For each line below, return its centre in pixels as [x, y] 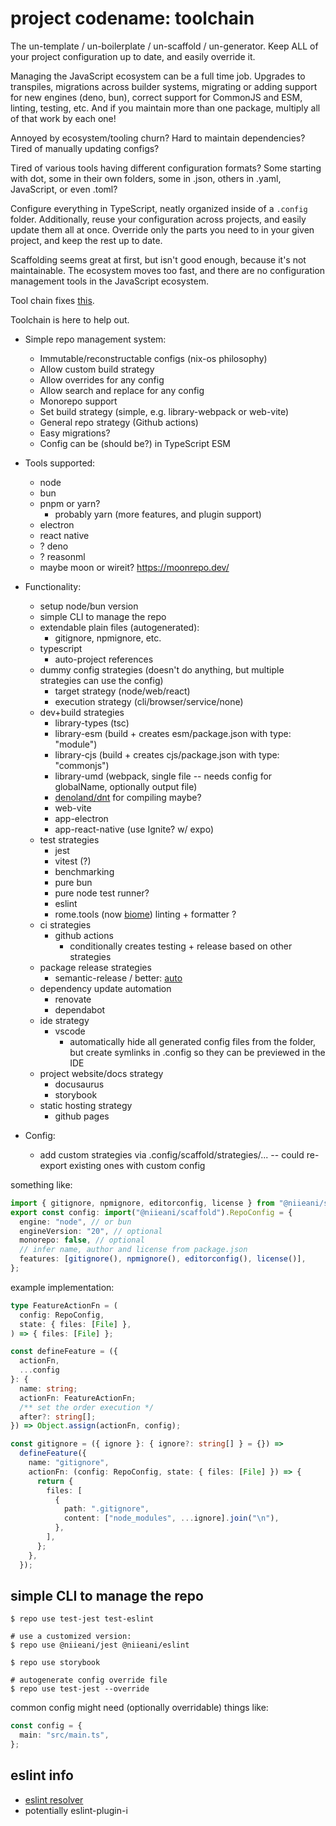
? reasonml [62, 556]
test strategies [69, 839]
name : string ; [48, 1388]
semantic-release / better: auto [118, 978]
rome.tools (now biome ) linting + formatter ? [145, 914]
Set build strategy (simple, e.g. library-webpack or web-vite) [164, 411]
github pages [82, 1116]
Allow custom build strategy [97, 369]
